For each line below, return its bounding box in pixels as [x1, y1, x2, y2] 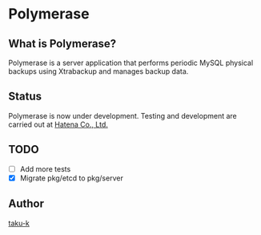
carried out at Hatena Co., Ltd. [8, 120, 108, 129]
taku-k [8, 218, 30, 228]
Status [8, 90, 42, 103]
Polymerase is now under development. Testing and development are [8, 111, 238, 120]
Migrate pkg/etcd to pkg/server [19, 173, 124, 183]
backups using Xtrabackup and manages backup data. [8, 67, 189, 76]
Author [8, 197, 44, 211]
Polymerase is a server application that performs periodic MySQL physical [8, 58, 254, 67]
